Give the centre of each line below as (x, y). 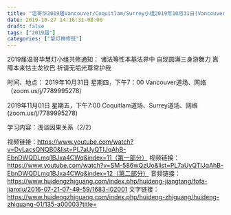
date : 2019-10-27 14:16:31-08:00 (55, 20)
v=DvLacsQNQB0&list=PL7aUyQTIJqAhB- (67, 150)
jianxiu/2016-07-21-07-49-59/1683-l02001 (67, 190)
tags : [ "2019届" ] (32, 33)
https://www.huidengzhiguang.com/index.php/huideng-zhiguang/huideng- (113, 197)
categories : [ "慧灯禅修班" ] (45, 39)
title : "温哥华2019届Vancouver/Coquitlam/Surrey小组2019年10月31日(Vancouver (116, 13)
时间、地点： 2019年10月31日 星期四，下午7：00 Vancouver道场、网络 (107, 82)
